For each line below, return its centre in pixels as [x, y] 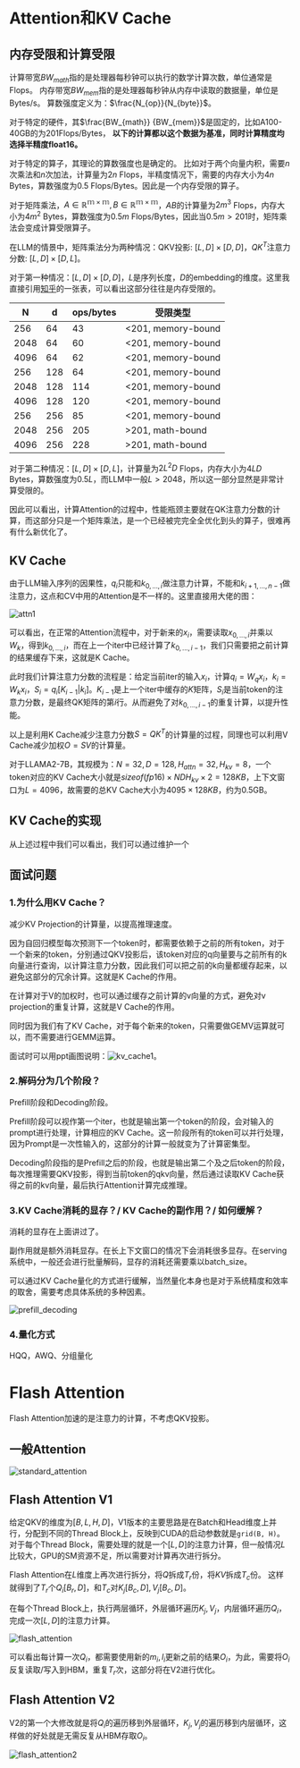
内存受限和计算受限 [62, 54]
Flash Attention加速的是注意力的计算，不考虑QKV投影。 [112, 1418]
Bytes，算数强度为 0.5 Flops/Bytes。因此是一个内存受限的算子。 [127, 185]
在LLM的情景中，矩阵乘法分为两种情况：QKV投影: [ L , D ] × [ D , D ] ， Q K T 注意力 [150, 246]
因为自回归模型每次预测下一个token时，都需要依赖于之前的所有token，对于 [147, 943]
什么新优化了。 [44, 532]
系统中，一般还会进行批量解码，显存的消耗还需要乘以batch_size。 [131, 1262]
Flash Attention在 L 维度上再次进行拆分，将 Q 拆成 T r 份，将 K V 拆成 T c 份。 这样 [146, 1576]
